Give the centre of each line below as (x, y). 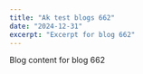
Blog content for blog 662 (57, 60)
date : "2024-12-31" (46, 26)
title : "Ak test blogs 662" (62, 18)
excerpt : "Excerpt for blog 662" (72, 34)
